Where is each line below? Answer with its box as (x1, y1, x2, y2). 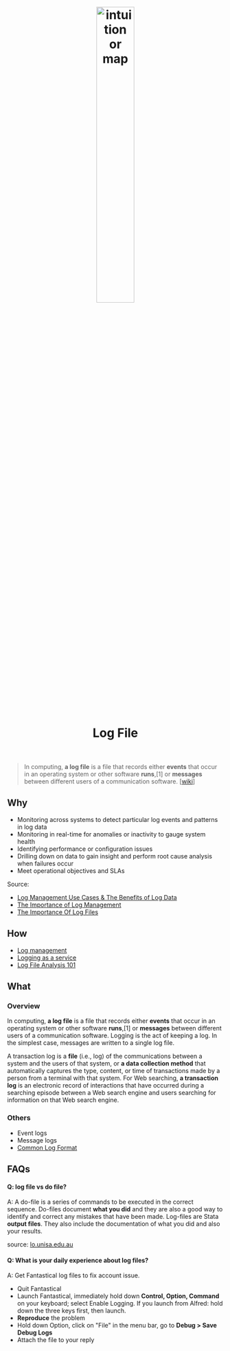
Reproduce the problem (16, 1314, 86, 1322)
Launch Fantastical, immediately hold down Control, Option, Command (16, 1292, 220, 1300)
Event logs (16, 1129, 47, 1137)
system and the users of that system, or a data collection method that (7, 1059, 206, 1068)
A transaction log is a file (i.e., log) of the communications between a (7, 1052, 203, 1061)
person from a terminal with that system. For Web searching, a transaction (7, 1074, 218, 1082)
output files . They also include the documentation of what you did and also (7, 1220, 220, 1228)
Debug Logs (16, 1328, 53, 1337)
